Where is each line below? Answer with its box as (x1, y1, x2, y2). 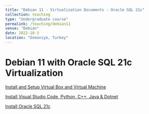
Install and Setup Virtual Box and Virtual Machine (5, 83, 106, 90)
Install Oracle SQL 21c (5, 103, 51, 109)
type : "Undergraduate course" (5, 16, 69, 21)
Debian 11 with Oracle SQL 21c (5, 57, 132, 68)
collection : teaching (5, 12, 51, 17)
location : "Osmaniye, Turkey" (5, 35, 69, 40)
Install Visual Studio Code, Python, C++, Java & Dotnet (5, 93, 118, 99)
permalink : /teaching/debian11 (5, 21, 71, 26)
